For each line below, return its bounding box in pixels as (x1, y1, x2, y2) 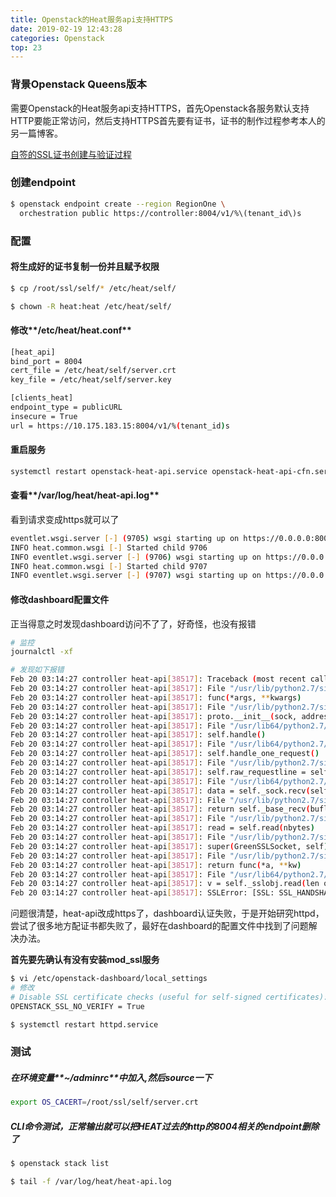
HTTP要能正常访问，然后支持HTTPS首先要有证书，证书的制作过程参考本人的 (10, 114, 326, 126)
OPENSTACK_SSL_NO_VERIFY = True (10, 1001, 145, 1011)
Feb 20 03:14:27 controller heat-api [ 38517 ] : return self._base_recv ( (10, 804, 311, 815)
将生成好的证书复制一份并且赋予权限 (10, 261, 160, 273)
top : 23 (10, 42, 43, 53)
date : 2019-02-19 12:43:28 (10, 24, 123, 34)
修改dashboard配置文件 (10, 593, 110, 605)
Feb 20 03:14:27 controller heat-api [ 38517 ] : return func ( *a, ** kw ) (10, 860, 302, 870)
